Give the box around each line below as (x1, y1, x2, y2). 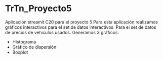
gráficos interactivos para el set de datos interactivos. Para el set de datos (5, 24, 157, 30)
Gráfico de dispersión (12, 44, 57, 50)
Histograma (12, 39, 36, 44)
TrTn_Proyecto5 (5, 3, 72, 14)
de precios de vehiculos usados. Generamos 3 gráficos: (5, 29, 119, 35)
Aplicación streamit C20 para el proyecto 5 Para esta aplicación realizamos (5, 19, 158, 25)
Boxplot (12, 49, 28, 55)
